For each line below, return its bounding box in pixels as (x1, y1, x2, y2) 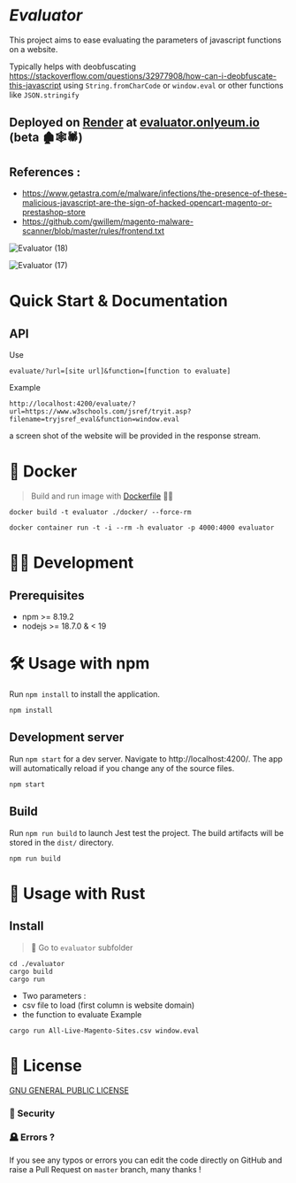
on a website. (9, 43, 58, 54)
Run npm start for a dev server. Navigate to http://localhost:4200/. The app (9, 754, 283, 764)
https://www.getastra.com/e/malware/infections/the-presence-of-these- (21, 188, 288, 199)
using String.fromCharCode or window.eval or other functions (63, 80, 285, 90)
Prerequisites (9, 588, 85, 603)
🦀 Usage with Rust (9, 883, 146, 903)
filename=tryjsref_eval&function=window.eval (9, 415, 179, 424)
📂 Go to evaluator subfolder (30, 942, 133, 953)
